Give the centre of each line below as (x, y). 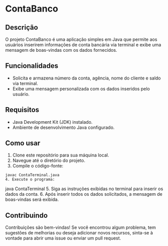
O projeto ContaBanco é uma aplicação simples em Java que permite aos (81, 39)
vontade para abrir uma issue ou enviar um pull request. (63, 238)
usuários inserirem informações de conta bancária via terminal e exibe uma (83, 45)
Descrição (22, 27)
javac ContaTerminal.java (32, 175)
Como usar (23, 143)
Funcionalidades (32, 66)
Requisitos (22, 110)
